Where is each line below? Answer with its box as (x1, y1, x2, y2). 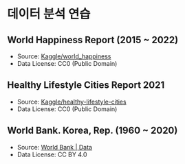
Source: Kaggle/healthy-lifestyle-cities (17, 97, 127, 106)
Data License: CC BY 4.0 (17, 150, 87, 159)
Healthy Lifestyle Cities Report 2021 (7, 80, 165, 91)
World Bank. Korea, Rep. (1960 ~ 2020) (7, 125, 178, 137)
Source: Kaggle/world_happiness (17, 52, 111, 60)
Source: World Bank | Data (17, 143, 93, 151)
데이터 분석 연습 (7, 6, 91, 22)
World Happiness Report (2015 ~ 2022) (7, 34, 179, 45)
